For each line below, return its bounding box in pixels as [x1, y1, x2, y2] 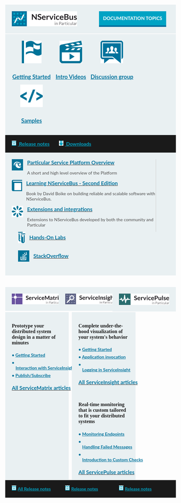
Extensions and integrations [27, 206, 92, 213]
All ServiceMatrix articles [11, 384, 71, 392]
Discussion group [90, 73, 133, 80]
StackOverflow [33, 252, 69, 259]
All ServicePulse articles [78, 468, 135, 475]
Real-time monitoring [78, 402, 125, 408]
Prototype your [11, 323, 44, 329]
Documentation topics [102, 15, 162, 21]
